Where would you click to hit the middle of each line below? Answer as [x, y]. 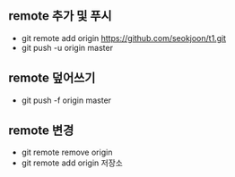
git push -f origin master [66, 100]
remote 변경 [41, 131]
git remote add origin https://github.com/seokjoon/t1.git [123, 38]
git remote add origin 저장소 [72, 163]
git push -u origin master [67, 47]
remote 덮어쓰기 [52, 78]
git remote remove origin [67, 152]
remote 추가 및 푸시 [61, 16]
